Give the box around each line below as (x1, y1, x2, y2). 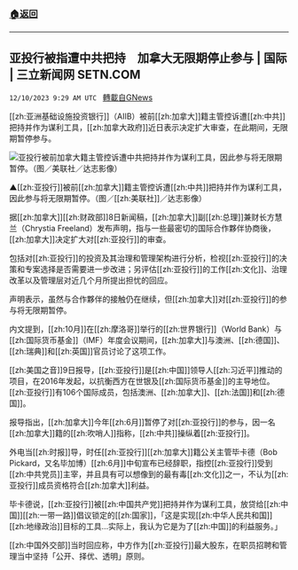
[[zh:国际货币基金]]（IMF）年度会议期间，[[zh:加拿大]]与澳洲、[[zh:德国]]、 (9, 335, 286, 346)
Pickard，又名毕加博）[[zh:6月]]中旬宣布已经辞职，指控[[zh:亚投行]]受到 (9, 458, 273, 469)
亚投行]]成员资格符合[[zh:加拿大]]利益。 (9, 480, 154, 491)
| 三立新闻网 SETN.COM (9, 66, 141, 82)
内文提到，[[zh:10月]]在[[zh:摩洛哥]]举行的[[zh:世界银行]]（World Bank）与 (9, 324, 282, 334)
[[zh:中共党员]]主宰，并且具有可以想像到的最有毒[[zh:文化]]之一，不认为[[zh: (9, 469, 289, 480)
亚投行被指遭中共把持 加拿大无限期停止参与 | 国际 (9, 51, 287, 66)
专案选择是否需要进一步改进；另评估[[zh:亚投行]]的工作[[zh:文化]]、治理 (24, 264, 287, 275)
